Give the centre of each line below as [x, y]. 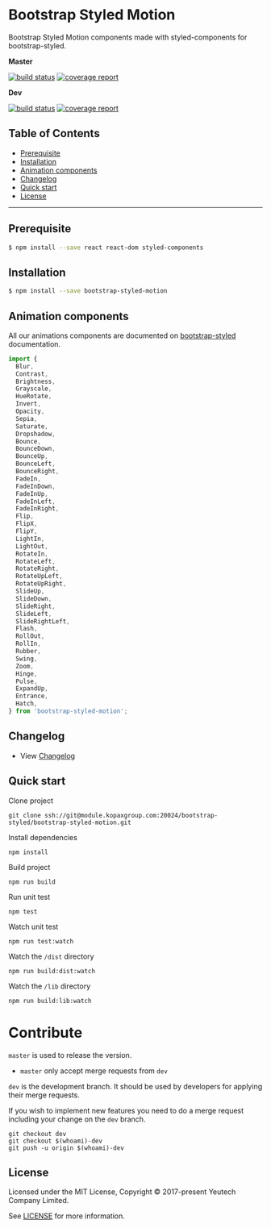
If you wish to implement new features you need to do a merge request [126, 1110]
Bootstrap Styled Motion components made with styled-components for [128, 37]
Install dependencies [43, 837]
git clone [25, 815]
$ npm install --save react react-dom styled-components [106, 248]
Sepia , [27, 418]
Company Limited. [39, 1201]
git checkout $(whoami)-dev [56, 1141]
